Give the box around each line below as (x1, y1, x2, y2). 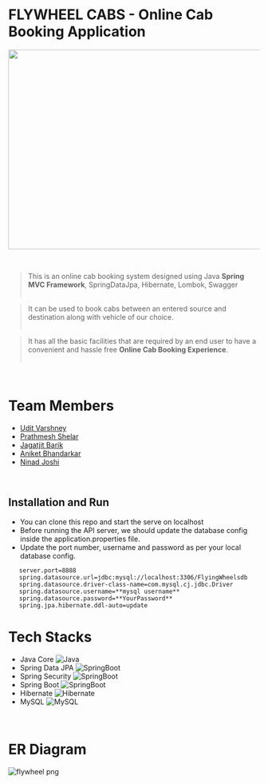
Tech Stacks (8, 627, 93, 646)
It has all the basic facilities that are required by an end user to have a (27, 336, 257, 345)
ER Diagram (8, 740, 87, 758)
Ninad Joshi (19, 457, 60, 467)
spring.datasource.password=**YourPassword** (18, 594, 173, 603)
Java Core (19, 654, 54, 664)
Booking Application (8, 22, 146, 41)
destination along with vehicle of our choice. (27, 312, 174, 321)
